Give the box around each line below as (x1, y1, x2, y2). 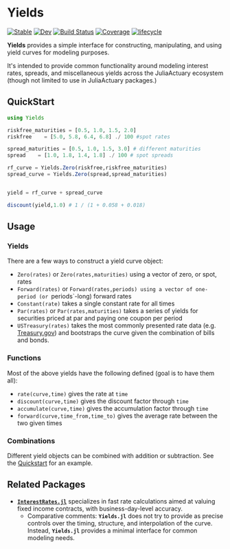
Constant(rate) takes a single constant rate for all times (16, 299, 175, 308)
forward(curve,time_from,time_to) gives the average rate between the (16, 411, 218, 420)
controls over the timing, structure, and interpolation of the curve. (27, 519, 213, 527)
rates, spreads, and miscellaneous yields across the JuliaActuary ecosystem (7, 69, 224, 77)
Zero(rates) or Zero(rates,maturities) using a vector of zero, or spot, (16, 270, 218, 279)
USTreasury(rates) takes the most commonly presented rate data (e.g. (16, 321, 216, 330)
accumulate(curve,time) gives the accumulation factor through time (16, 404, 209, 412)
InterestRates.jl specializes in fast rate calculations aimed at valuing (16, 497, 216, 505)
